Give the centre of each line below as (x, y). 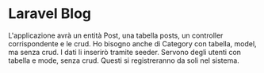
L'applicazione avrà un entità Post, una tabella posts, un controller (116, 35)
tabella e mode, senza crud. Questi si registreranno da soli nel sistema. (124, 60)
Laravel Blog (50, 14)
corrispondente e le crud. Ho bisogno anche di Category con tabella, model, (132, 43)
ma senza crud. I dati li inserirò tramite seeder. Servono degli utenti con (125, 52)
